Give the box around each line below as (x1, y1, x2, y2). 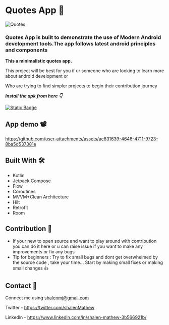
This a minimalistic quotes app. (5, 58, 72, 64)
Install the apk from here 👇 (5, 93, 63, 99)
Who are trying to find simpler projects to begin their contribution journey (5, 83, 157, 89)
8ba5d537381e (5, 141, 36, 147)
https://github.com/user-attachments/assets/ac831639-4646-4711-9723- (5, 136, 158, 142)
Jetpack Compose (12, 178, 51, 184)
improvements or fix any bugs (12, 248, 75, 254)
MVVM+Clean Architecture (12, 194, 69, 200)
